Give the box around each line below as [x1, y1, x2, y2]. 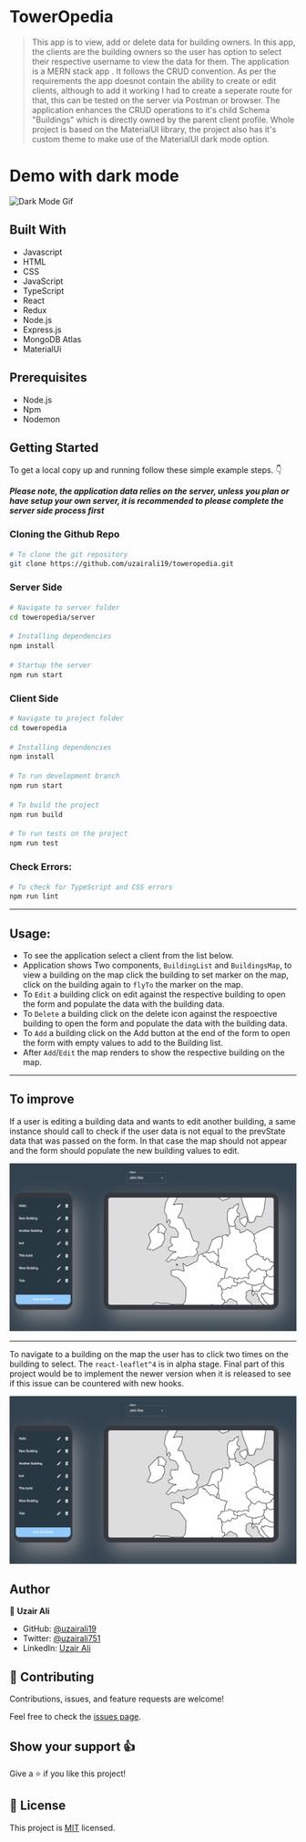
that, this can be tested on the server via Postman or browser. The [31, 94, 280, 106]
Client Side [9, 692, 59, 705]
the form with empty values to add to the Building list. [22, 1038, 223, 1049]
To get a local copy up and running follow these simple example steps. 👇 [9, 465, 282, 476]
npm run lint [9, 892, 59, 901]
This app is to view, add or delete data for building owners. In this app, [31, 37, 296, 47]
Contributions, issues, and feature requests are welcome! [9, 1693, 225, 1704]
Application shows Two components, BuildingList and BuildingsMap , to [22, 960, 292, 971]
